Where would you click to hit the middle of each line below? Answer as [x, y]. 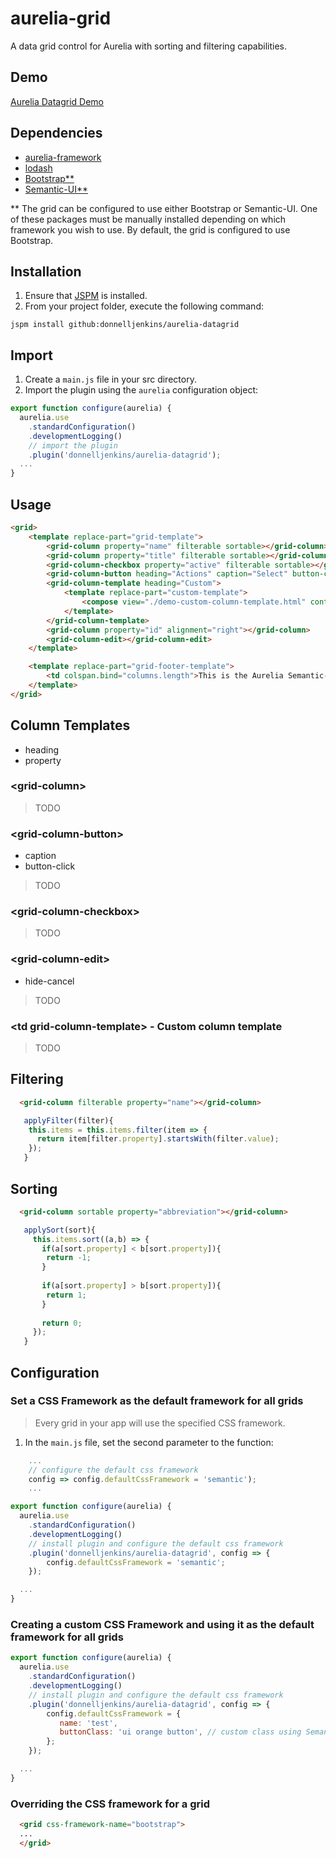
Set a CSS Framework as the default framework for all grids [157, 1401]
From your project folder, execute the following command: [144, 306]
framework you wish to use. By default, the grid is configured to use [150, 229]
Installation [46, 271]
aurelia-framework [63, 157]
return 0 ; [62, 1323]
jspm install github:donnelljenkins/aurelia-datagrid [125, 325]
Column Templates [70, 725]
